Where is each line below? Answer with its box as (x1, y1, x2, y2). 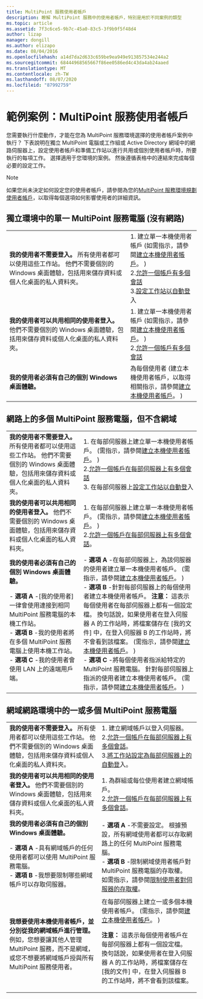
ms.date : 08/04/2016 (6, 49, 59, 55)
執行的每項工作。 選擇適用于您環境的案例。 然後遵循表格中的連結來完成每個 (6, 154, 195, 161)
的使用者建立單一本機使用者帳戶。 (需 (83, 565, 190, 573)
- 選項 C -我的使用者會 (9, 656, 76, 664)
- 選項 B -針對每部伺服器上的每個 (83, 583, 179, 591)
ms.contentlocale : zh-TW (6, 71, 69, 77)
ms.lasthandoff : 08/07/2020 (6, 76, 77, 82)
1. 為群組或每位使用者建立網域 (101, 776, 188, 785)
